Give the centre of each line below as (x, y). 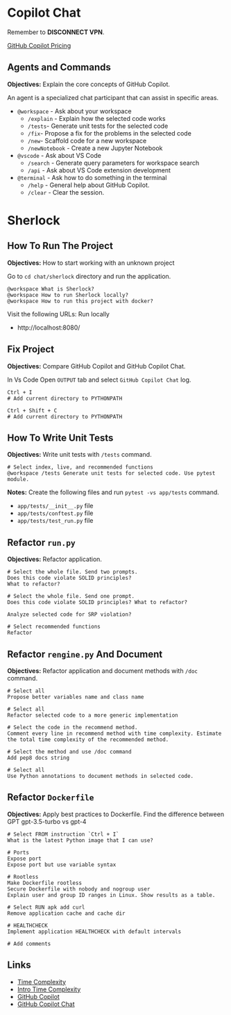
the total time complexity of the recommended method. (88, 740)
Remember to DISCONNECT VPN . (56, 32)
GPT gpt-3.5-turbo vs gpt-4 (47, 821)
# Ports (18, 852)
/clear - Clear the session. (66, 192)
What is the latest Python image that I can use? (80, 840)
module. (18, 480)
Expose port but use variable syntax (62, 864)
